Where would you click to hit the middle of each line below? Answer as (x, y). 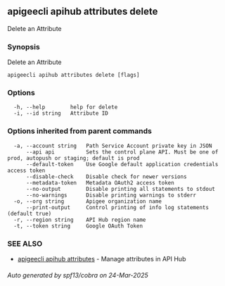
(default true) (30, 213)
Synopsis (24, 46)
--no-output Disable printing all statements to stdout (121, 189)
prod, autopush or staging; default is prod (73, 158)
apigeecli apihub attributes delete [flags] (73, 75)
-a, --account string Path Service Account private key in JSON (113, 146)
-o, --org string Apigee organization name (88, 201)
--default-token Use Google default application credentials (122, 164)
